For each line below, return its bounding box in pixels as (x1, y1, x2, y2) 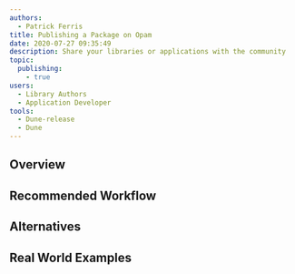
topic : (9, 56, 34, 65)
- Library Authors (17, 89, 88, 98)
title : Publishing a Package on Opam (9, 30, 152, 39)
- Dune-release (17, 115, 75, 124)
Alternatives (9, 219, 82, 235)
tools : (9, 107, 34, 116)
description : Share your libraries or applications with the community (9, 47, 286, 56)
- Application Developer (17, 97, 112, 107)
